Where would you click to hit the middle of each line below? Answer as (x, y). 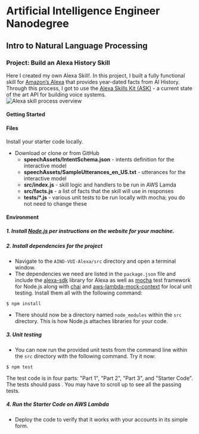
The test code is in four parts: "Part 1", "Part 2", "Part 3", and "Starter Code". (100, 378)
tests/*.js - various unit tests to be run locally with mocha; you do (104, 197)
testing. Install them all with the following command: (79, 293)
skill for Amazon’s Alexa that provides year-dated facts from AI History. (93, 82)
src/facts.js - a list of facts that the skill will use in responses (99, 191)
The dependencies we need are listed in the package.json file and (95, 274)
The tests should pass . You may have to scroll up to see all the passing (94, 384)
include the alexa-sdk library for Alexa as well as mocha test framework (102, 280)
